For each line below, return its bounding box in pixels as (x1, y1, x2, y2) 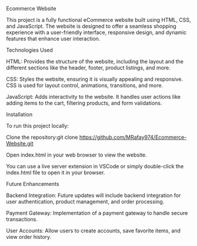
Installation (6, 111, 33, 118)
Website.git (6, 140, 34, 147)
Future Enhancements (6, 181, 59, 187)
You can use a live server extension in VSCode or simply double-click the (6, 163, 184, 169)
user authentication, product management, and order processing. (6, 198, 165, 205)
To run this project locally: (6, 122, 69, 129)
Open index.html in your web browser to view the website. (6, 151, 147, 158)
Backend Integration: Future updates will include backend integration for (6, 192, 181, 199)
